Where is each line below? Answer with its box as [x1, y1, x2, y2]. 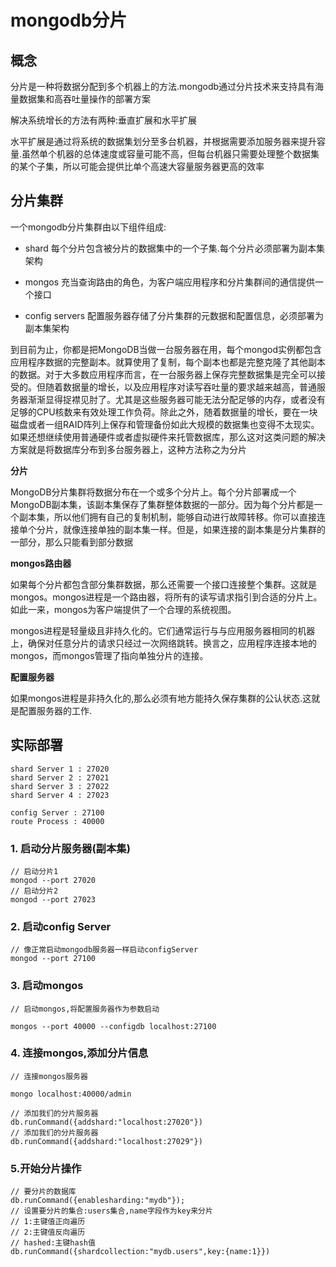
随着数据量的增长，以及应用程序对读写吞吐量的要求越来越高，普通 [44, 381, 317, 393]
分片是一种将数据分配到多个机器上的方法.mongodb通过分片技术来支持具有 [10, 81, 316, 92]
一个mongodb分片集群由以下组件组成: [10, 221, 167, 233]
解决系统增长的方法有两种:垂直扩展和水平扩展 [10, 114, 198, 126]
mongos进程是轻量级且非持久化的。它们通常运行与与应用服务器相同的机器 [10, 624, 316, 636]
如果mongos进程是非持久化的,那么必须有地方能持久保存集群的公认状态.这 [10, 692, 312, 704]
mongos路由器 [10, 557, 72, 569]
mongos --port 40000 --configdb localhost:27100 [10, 1021, 217, 1031]
